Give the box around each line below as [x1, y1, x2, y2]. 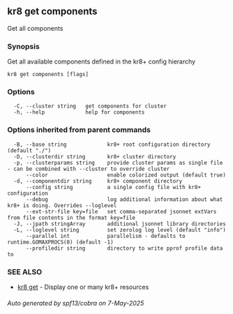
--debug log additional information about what [25, 195, 223, 203]
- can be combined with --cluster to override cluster [7, 165, 170, 172]
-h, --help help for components [13, 109, 145, 116]
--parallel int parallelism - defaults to [25, 232, 186, 239]
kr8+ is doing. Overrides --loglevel [7, 202, 117, 209]
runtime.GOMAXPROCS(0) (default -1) [7, 239, 114, 246]
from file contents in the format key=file [7, 214, 136, 221]
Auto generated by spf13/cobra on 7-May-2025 [7, 299, 144, 307]
